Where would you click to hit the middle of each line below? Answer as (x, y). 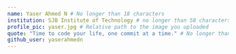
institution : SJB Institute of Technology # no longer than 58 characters (119, 20)
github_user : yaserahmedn (45, 40)
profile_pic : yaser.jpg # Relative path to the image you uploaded (108, 27)
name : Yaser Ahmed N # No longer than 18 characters (86, 14)
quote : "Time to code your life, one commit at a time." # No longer (111, 33)
